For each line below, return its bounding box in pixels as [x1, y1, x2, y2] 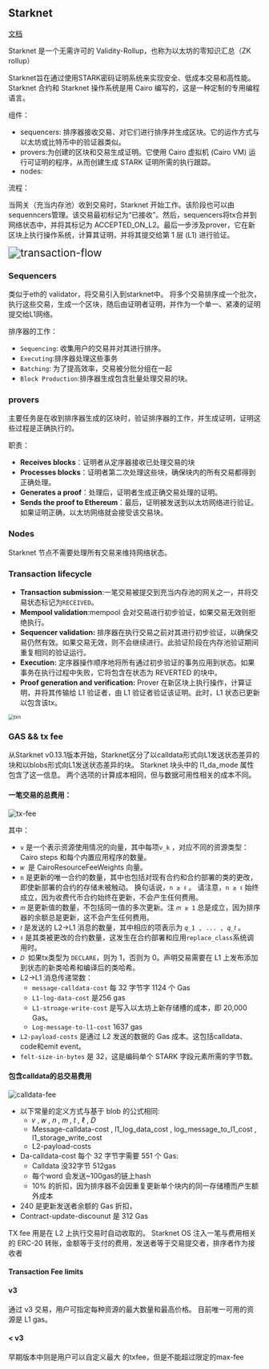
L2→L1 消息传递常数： [19, 972, 94, 982]
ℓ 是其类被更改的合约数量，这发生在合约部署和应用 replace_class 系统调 [19, 932, 255, 942]
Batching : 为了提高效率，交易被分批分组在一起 [19, 364, 173, 373]
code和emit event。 [19, 1041, 86, 1051]
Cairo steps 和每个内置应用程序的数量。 [19, 852, 151, 862]
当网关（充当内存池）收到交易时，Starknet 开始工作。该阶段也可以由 [8, 200, 235, 210]
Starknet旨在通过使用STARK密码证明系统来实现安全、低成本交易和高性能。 [8, 72, 255, 83]
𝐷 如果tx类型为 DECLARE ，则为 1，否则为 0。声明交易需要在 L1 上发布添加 [19, 952, 259, 962]
